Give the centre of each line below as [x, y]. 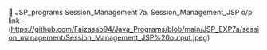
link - [17, 21]
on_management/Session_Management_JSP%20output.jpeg [108, 37]
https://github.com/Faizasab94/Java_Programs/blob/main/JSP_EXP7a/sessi [135, 29]
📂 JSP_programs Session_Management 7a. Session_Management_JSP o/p [130, 12]
